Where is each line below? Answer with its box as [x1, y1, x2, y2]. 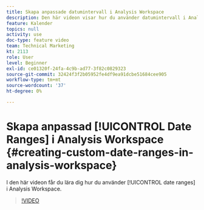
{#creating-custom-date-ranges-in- [6, 145, 194, 159]
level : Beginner [6, 60, 47, 66]
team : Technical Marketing [6, 43, 75, 49]
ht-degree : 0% [6, 88, 42, 94]
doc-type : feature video [6, 37, 69, 43]
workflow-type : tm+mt [6, 77, 61, 83]
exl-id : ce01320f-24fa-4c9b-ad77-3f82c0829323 [6, 65, 126, 72]
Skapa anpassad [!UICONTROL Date [6, 120, 192, 134]
